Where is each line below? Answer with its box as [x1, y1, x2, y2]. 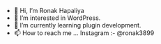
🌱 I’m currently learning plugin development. [13, 21, 141, 29]
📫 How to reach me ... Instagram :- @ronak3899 [13, 29, 155, 37]
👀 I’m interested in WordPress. [13, 14, 101, 22]
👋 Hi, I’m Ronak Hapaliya [13, 7, 85, 14]
